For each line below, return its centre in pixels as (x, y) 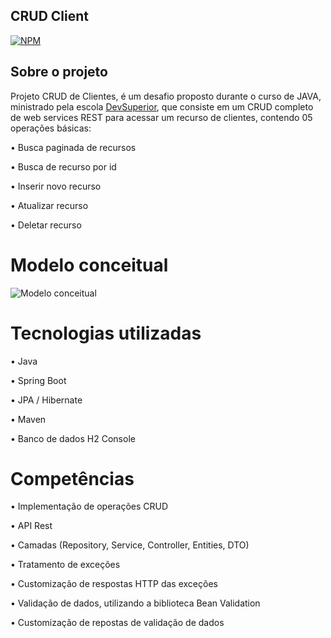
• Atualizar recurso (49, 205)
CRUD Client (50, 16)
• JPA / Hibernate (46, 400)
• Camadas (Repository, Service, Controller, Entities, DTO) (130, 545)
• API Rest (31, 526)
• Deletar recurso (46, 225)
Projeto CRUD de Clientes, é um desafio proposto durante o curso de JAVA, (166, 96)
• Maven (28, 419)
